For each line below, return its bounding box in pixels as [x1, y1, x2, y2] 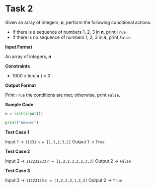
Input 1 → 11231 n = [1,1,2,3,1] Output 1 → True [5, 138, 105, 144]
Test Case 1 [5, 129, 29, 135]
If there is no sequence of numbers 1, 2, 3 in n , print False [12, 34, 131, 40]
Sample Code [5, 101, 34, 107]
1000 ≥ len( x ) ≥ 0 [12, 72, 51, 78]
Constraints [5, 63, 30, 69]
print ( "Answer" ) [5, 120, 39, 125]
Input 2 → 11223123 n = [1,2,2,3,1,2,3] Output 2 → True [5, 177, 122, 183]
